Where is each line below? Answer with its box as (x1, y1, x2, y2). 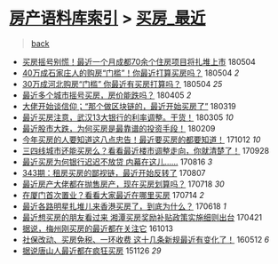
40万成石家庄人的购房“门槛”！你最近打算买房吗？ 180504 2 (21, 68, 240, 78)
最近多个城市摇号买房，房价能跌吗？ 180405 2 (21, 90, 192, 100)
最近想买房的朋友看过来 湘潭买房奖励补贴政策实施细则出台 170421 (21, 212, 263, 222)
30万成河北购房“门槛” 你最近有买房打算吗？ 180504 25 (21, 78, 223, 89)
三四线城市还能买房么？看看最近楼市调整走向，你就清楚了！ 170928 (21, 145, 269, 156)
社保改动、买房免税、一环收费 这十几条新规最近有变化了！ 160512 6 (21, 234, 270, 244)
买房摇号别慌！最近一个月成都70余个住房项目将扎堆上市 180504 (21, 56, 256, 67)
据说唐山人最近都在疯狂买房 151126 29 (21, 245, 162, 256)
